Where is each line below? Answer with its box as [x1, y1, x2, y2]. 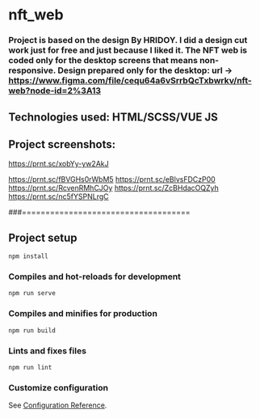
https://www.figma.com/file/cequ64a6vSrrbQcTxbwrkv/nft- [8, 75, 252, 87]
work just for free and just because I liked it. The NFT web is [8, 44, 248, 56]
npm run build [8, 326, 57, 335]
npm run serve [8, 289, 57, 298]
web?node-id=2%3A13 [8, 85, 102, 96]
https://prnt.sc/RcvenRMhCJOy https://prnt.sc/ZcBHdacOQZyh [8, 184, 220, 193]
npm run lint [8, 364, 52, 372]
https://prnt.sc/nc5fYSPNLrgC [8, 192, 109, 201]
